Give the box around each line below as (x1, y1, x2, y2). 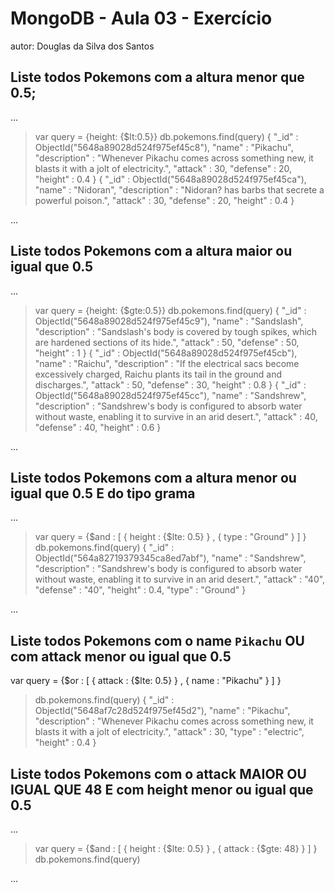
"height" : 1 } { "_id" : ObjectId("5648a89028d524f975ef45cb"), (34, 347, 298, 359)
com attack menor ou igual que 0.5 (10, 648, 232, 665)
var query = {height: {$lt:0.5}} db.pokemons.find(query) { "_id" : (34, 130, 299, 142)
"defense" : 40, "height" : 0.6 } (34, 421, 162, 433)
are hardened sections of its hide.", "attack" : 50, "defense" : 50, (34, 336, 300, 348)
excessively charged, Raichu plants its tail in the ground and (34, 368, 283, 380)
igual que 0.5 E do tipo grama (10, 485, 196, 502)
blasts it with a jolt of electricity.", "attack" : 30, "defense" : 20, (34, 162, 293, 174)
